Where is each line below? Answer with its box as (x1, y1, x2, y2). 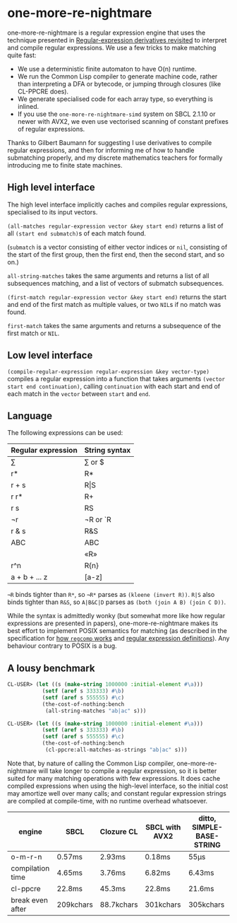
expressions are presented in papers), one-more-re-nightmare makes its (7, 619, 219, 627)
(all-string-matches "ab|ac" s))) (44, 707, 147, 714)
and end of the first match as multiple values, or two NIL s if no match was (7, 300, 221, 308)
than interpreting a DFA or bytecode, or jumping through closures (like (17, 79, 221, 88)
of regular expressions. (17, 124, 85, 133)
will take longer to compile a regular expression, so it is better (38, 766, 217, 775)
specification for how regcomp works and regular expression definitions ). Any (7, 634, 230, 643)
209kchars (56, 900, 93, 910)
